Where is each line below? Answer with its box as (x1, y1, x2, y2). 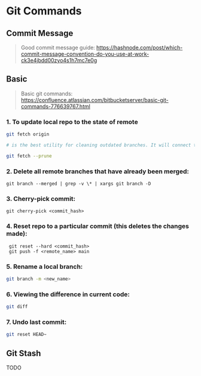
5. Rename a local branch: (6, 262, 83, 270)
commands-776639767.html (20, 103, 91, 110)
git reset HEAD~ (6, 332, 47, 338)
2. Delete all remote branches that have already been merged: (6, 167, 190, 175)
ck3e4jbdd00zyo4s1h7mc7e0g (20, 57, 98, 64)
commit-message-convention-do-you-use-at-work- (20, 50, 150, 58)
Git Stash (6, 348, 41, 358)
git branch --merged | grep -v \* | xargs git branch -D (6, 181, 151, 187)
